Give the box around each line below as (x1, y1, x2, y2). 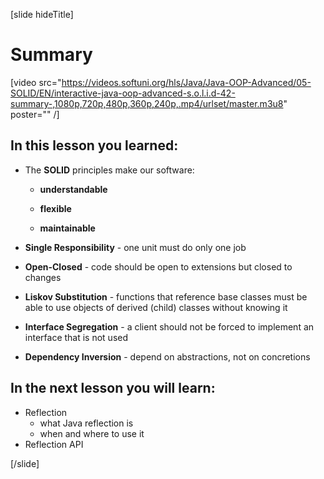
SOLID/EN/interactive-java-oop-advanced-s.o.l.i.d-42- (10, 87, 236, 99)
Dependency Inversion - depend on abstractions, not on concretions (24, 350, 311, 363)
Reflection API (24, 438, 84, 450)
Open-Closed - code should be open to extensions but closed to (24, 260, 293, 273)
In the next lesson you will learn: (10, 380, 216, 397)
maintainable (39, 222, 96, 234)
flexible (39, 202, 72, 214)
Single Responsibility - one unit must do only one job (24, 241, 247, 253)
